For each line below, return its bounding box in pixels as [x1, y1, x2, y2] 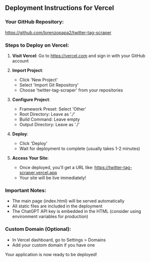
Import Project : [12, 67, 43, 73]
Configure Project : [12, 96, 51, 102]
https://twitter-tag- [94, 164, 132, 170]
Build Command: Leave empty [19, 116, 80, 122]
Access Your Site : [12, 155, 49, 161]
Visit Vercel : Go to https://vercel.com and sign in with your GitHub [12, 53, 146, 58]
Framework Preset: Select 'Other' [19, 106, 87, 112]
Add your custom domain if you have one [12, 242, 95, 248]
